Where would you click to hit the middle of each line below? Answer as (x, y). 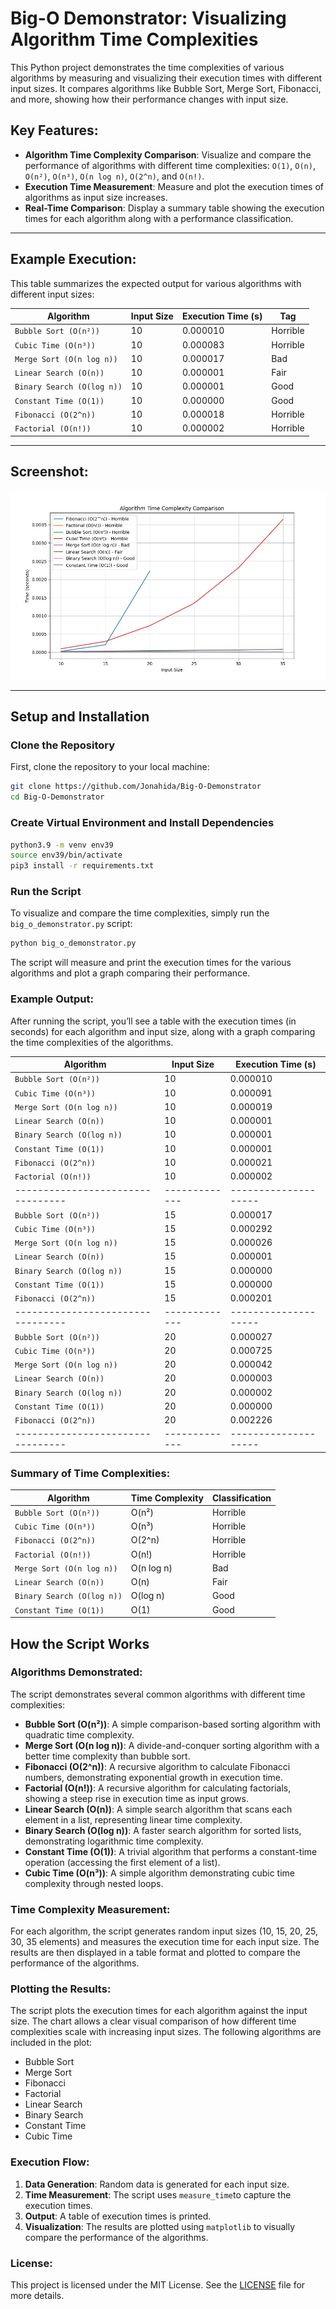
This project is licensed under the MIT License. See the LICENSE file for (158, 2285)
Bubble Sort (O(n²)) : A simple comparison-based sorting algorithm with (173, 1724)
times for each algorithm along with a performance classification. (159, 218)
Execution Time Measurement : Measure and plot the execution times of (174, 186)
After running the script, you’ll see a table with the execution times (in (153, 1021)
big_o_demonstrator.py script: (71, 924)
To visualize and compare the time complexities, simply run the (140, 913)
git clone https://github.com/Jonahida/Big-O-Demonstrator (136, 787)
